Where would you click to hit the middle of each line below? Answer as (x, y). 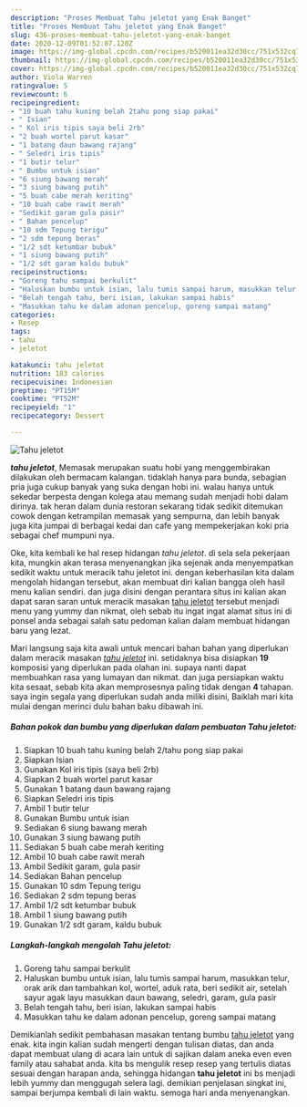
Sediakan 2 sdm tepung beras (80, 895)
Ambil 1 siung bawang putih (75, 915)
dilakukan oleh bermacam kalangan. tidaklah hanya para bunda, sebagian (148, 477)
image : (23, 52)
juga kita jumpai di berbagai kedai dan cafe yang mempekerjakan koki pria (150, 525)
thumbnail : (31, 60)
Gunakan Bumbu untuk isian (77, 818)
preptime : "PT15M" (45, 390)
